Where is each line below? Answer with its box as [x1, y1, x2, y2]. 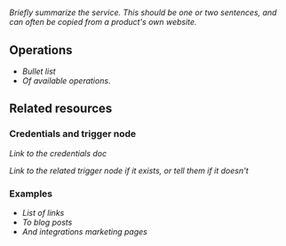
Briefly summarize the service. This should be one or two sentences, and [9, 7, 277, 18]
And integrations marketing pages [21, 226, 148, 237]
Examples [9, 187, 53, 200]
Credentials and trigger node [9, 128, 137, 140]
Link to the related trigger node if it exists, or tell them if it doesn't [9, 165, 249, 176]
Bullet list [21, 66, 56, 76]
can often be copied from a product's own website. [9, 17, 197, 28]
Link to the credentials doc [9, 147, 107, 158]
